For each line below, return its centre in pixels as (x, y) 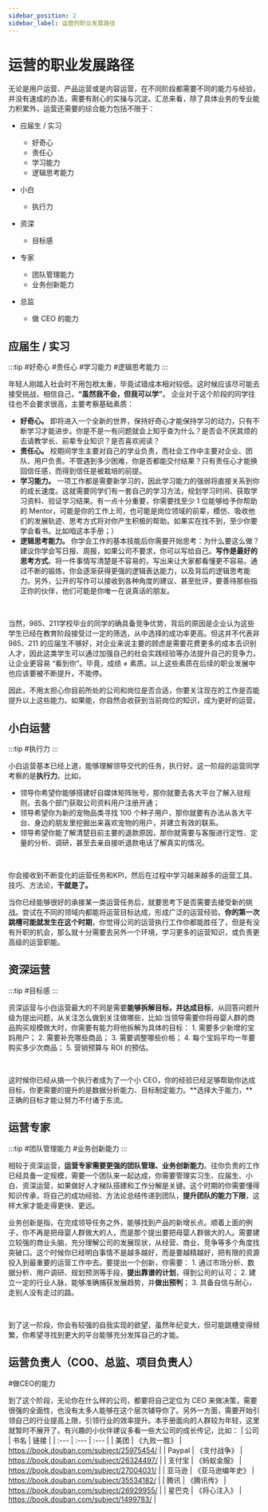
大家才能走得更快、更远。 (57, 1205)
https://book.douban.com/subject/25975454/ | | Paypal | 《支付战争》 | (126, 1450)
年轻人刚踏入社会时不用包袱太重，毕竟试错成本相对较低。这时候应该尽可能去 (134, 384)
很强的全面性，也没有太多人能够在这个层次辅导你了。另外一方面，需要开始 (130, 1410)
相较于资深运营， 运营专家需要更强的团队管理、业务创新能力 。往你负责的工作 (134, 1165)
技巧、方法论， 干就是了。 (50, 885)
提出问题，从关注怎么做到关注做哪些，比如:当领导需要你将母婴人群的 (135, 1017)
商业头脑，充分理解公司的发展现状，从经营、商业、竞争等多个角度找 (148, 1242)
